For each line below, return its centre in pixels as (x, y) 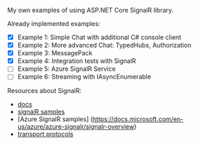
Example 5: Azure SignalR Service (66, 69)
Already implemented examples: (54, 23)
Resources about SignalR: (45, 91)
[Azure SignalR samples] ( (55, 119)
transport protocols (45, 134)
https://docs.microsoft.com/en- (138, 119)
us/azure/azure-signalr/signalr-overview (76, 127)
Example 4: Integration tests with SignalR (77, 61)
